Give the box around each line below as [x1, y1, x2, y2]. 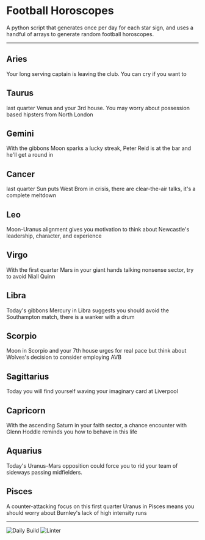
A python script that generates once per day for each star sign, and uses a [6, 24, 194, 31]
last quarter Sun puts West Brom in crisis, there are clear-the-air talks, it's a [6, 185, 196, 193]
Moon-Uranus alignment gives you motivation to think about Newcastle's [6, 226, 190, 233]
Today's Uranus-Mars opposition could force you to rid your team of [6, 462, 178, 469]
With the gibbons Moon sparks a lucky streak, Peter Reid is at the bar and [6, 144, 192, 152]
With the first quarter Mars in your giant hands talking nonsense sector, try [6, 266, 194, 273]
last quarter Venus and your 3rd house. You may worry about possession [6, 104, 190, 111]
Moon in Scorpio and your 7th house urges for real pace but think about [6, 347, 187, 354]
